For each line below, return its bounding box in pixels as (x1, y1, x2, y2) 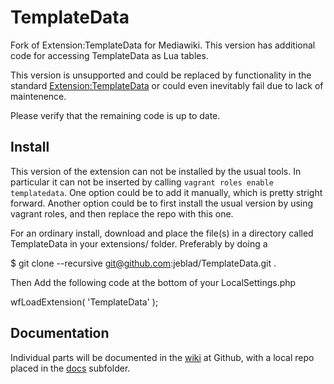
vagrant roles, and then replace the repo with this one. (10, 207, 234, 220)
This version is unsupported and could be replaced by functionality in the (10, 69, 312, 81)
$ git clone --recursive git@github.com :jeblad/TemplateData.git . (10, 257, 277, 269)
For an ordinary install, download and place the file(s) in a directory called (10, 227, 314, 239)
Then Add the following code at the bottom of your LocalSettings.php (10, 276, 297, 288)
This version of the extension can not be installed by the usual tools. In (10, 165, 302, 177)
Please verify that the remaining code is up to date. (10, 109, 221, 121)
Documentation (10, 325, 110, 342)
